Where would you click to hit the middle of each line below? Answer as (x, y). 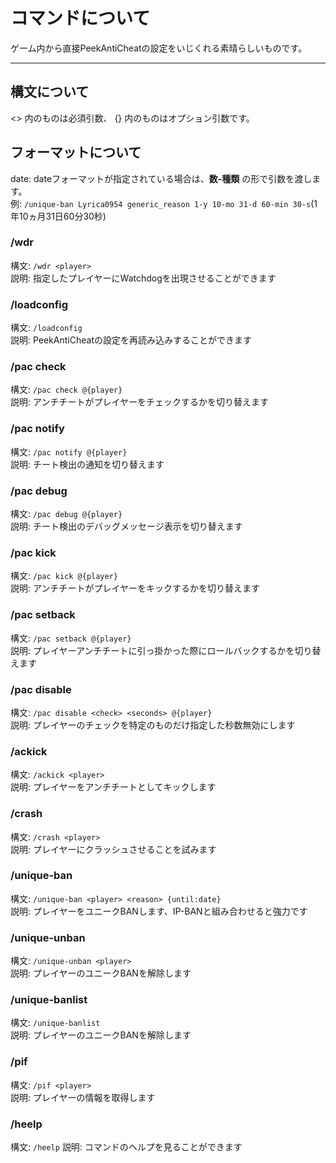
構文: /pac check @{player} (66, 390)
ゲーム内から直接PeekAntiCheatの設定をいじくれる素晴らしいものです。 (159, 48)
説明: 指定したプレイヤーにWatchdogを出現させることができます (143, 278)
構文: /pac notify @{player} (69, 451)
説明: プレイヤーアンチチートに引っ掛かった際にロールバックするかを (152, 650)
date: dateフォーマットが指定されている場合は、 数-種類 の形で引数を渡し (161, 178)
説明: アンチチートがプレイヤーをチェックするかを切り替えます (139, 402)
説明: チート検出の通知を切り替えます (87, 464)
